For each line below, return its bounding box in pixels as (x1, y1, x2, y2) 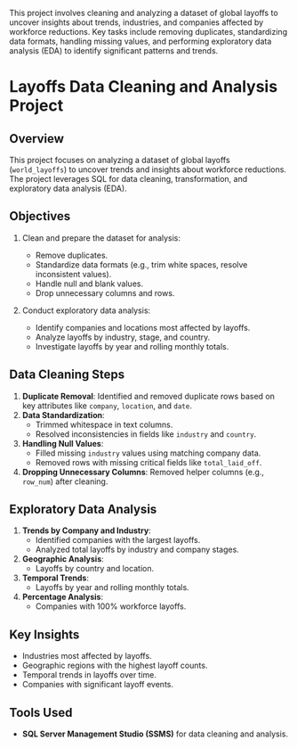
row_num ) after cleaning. (21, 476, 108, 487)
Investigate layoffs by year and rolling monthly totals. (35, 341, 229, 351)
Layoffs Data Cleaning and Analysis (9, 77, 278, 97)
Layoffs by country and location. (35, 563, 154, 574)
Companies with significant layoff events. (21, 679, 174, 690)
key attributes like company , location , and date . (21, 400, 193, 411)
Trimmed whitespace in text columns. (35, 419, 173, 430)
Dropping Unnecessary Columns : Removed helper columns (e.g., (21, 466, 265, 477)
